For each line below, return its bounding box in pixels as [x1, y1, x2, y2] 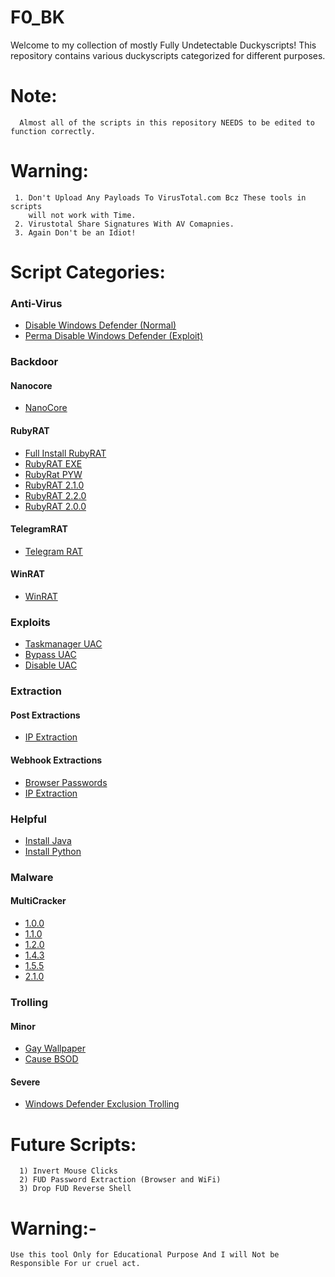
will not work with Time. [28, 210, 137, 220]
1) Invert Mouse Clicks [19, 1166, 118, 1176]
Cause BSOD [24, 1053, 79, 1065]
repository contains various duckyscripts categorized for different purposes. [10, 49, 326, 61]
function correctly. [10, 126, 97, 136]
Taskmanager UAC [24, 638, 103, 650]
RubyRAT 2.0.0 [24, 500, 87, 512]
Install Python [24, 845, 82, 857]
